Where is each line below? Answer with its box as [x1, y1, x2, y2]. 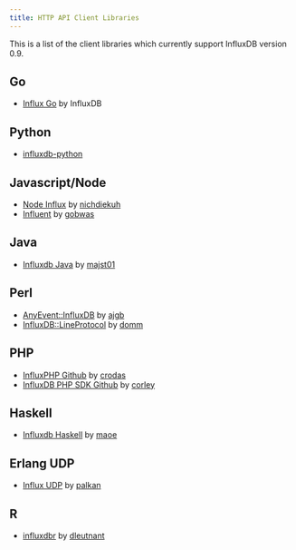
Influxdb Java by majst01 [22, 259, 116, 270]
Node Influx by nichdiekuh [22, 199, 121, 210]
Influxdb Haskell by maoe [22, 429, 118, 440]
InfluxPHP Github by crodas [22, 369, 127, 380]
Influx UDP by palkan [22, 480, 101, 491]
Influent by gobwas [22, 209, 95, 220]
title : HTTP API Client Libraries [9, 13, 140, 23]
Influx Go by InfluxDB [22, 98, 102, 109]
